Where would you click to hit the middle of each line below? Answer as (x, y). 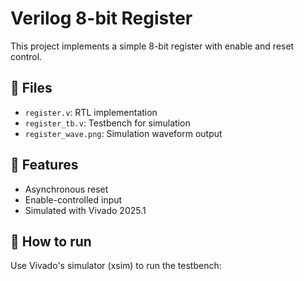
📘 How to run (51, 241)
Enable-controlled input (73, 199)
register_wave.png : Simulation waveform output (123, 133)
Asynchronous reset (66, 189)
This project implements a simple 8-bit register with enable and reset (152, 46)
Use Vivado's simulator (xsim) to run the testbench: (116, 266)
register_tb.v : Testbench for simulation (107, 123)
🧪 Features (44, 165)
